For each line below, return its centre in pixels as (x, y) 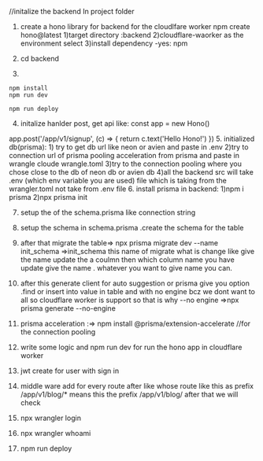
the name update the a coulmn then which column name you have (127, 260)
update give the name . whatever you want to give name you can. (126, 268)
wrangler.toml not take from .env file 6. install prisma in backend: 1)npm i (126, 189)
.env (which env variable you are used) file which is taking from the (118, 181)
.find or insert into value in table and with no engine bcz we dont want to (137, 291)
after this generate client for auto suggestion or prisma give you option (135, 283)
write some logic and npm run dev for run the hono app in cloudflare (131, 347)
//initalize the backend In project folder (72, 11)
